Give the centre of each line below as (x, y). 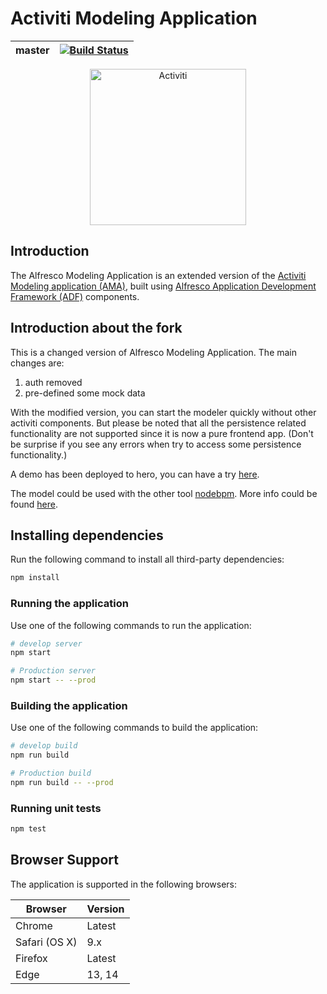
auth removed (53, 382)
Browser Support (65, 860)
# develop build (44, 746)
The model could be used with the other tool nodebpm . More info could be (164, 493)
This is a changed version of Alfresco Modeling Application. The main (154, 352)
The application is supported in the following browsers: (124, 884)
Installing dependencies (87, 535)
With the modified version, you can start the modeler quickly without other (163, 412)
